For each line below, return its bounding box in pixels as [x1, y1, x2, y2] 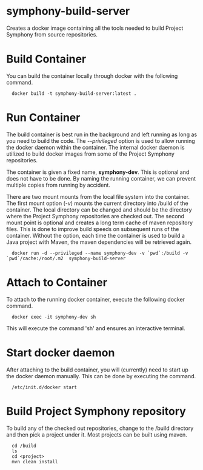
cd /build [12, 443, 36, 449]
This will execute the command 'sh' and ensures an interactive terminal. [6, 324, 185, 332]
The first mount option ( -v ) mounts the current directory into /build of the [6, 199, 189, 207]
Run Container [6, 111, 81, 125]
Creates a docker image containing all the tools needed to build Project [6, 24, 184, 32]
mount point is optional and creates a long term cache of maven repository [6, 219, 193, 226]
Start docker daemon [6, 345, 115, 359]
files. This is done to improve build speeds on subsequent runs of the [6, 225, 179, 232]
